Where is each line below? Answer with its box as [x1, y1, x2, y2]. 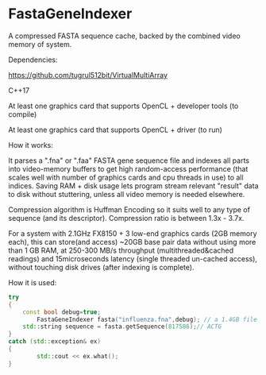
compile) [8, 109, 37, 119]
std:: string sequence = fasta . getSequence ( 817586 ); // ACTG [22, 323, 222, 331]
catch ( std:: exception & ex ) [8, 338, 102, 346]
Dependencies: [8, 55, 58, 64]
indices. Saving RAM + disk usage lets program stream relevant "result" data [8, 180, 259, 191]
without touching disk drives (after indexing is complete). [8, 262, 195, 272]
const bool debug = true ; [22, 307, 102, 316]
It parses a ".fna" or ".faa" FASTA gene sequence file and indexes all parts [8, 156, 250, 165]
